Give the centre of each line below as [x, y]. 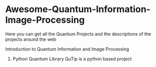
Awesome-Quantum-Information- [78, 9]
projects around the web [31, 39]
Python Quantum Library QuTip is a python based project [72, 58]
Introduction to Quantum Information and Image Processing [67, 49]
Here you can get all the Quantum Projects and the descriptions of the [78, 34]
